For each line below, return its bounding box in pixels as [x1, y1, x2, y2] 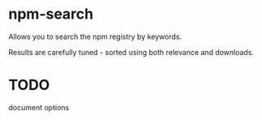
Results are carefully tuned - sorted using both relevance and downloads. [8, 47, 254, 57]
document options [8, 102, 70, 112]
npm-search [8, 5, 94, 24]
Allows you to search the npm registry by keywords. [8, 32, 183, 41]
